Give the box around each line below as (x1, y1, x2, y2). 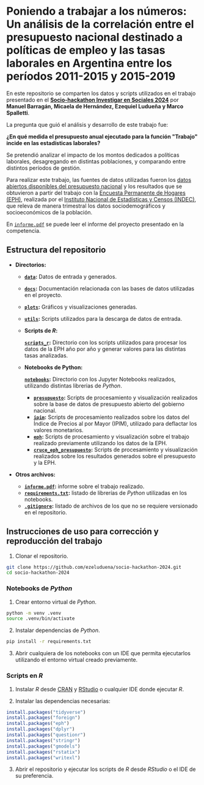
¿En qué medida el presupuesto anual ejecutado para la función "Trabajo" (6, 133, 198, 140)
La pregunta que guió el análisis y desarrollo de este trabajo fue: (6, 121, 169, 128)
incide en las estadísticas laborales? (6, 139, 101, 146)
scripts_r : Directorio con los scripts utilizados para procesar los (24, 339, 187, 346)
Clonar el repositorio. (15, 552, 68, 560)
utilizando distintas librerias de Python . (24, 381, 122, 389)
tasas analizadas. (24, 351, 68, 359)
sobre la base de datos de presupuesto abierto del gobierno (33, 400, 185, 408)
